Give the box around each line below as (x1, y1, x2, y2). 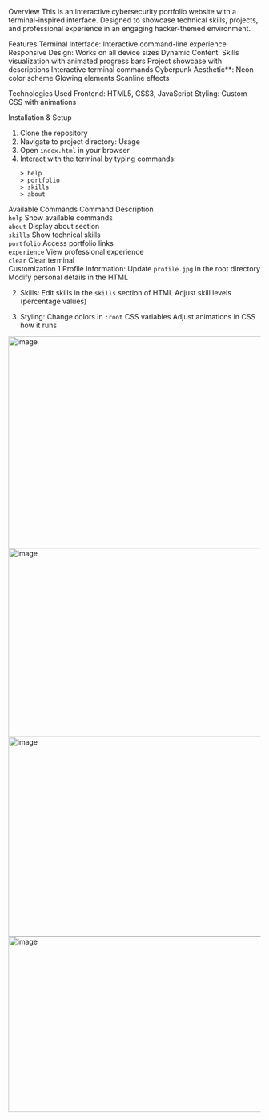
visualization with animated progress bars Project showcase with (8, 56, 223, 66)
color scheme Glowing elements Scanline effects (8, 74, 170, 82)
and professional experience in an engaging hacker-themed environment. (8, 24, 251, 33)
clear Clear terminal (8, 255, 74, 265)
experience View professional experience (8, 247, 144, 256)
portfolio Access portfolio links (8, 239, 114, 247)
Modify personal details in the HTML (8, 272, 129, 282)
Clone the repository (19, 128, 88, 138)
